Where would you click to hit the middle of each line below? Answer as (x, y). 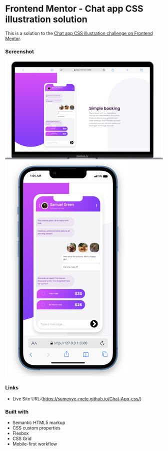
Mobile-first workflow (35, 444)
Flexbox (20, 433)
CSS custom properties (36, 428)
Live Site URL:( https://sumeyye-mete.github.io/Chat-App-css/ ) (77, 398)
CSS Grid (22, 438)
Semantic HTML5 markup (39, 422)
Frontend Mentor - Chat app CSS (74, 9)
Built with (17, 411)
